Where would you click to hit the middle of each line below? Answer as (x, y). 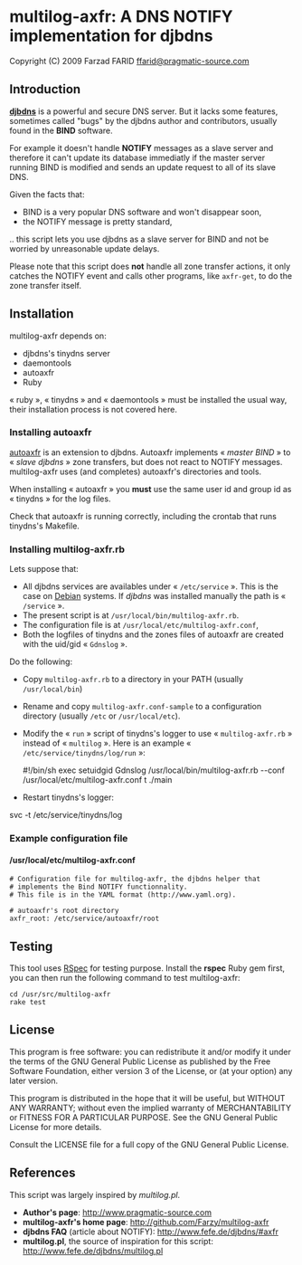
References (42, 1173)
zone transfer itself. (46, 285)
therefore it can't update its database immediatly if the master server (137, 157)
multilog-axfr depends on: (58, 336)
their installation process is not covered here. (94, 409)
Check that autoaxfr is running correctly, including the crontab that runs (143, 516)
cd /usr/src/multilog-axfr (60, 994)
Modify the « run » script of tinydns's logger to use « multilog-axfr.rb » (157, 734)
